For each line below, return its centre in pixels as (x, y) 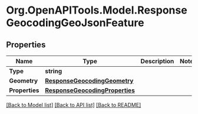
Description (157, 61)
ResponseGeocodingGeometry (89, 81)
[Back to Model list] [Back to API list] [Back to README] (74, 105)
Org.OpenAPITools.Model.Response (97, 10)
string (54, 71)
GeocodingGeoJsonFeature (75, 23)
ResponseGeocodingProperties (90, 90)
